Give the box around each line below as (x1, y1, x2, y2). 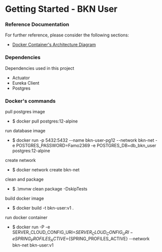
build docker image (5, 195, 44, 201)
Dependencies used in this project (5, 65, 75, 71)
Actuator (12, 75, 30, 81)
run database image (5, 128, 46, 134)
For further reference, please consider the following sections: (5, 32, 129, 38)
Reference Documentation (5, 21, 70, 28)
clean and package (5, 176, 44, 183)
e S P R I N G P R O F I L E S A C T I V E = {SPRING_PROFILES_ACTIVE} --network (12, 235, 150, 243)
